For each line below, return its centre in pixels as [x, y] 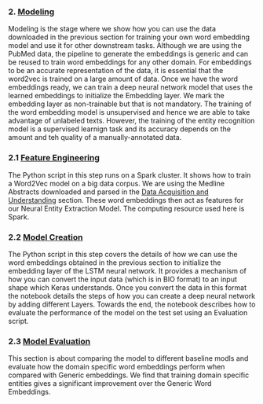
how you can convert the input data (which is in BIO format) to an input [122, 279]
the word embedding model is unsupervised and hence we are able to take [129, 112]
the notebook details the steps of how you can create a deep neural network [132, 296]
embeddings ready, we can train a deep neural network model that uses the [131, 87]
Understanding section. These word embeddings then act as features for [126, 200]
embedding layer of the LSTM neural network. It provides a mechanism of [128, 270]
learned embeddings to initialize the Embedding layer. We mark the [117, 96]
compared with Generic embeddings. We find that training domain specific [129, 375]
